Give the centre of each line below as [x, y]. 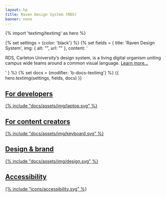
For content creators [38, 121]
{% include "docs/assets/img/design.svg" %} [52, 161]
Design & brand [29, 149]
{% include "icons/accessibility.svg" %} [46, 189]
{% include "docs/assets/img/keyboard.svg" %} [54, 133]
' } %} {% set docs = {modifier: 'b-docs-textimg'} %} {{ [62, 73]
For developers [29, 94]
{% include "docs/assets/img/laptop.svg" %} [51, 106]
